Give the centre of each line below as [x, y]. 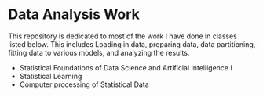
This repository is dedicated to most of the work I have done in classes [123, 36]
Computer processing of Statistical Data [84, 84]
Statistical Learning [51, 76]
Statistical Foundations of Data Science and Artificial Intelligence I [126, 67]
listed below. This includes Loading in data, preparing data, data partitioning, [132, 44]
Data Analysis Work [74, 14]
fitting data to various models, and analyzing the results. [99, 52]
